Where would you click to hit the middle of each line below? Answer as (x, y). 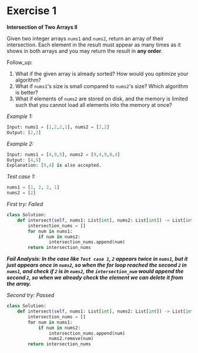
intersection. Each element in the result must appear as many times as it (94, 45)
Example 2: (20, 144)
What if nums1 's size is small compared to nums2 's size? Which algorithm (102, 86)
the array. (19, 284)
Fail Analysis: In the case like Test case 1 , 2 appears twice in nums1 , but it (97, 259)
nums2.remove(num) (71, 339)
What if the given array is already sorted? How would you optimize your (102, 73)
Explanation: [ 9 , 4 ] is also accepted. (54, 166)
